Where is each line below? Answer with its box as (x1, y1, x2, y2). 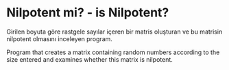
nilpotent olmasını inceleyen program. (6, 34, 112, 43)
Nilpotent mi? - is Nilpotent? (6, 5, 169, 21)
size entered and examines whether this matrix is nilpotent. (6, 55, 173, 63)
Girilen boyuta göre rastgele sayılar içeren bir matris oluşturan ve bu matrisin (6, 27, 223, 36)
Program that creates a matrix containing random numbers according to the (6, 48, 220, 56)
